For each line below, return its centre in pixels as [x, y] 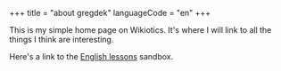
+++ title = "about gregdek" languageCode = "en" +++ [110, 13]
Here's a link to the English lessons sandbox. [91, 56]
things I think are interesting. [62, 39]
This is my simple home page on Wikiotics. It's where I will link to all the [140, 30]
